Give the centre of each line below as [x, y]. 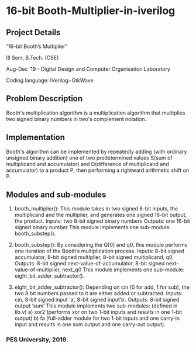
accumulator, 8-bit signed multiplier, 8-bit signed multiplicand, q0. [94, 257]
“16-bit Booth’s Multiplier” [37, 46]
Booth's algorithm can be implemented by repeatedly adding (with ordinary [97, 151]
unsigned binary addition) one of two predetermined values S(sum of [89, 158]
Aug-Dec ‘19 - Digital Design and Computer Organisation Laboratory [88, 69]
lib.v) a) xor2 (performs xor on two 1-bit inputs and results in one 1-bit [98, 312]
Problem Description [44, 99]
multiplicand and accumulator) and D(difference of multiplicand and [88, 164]
